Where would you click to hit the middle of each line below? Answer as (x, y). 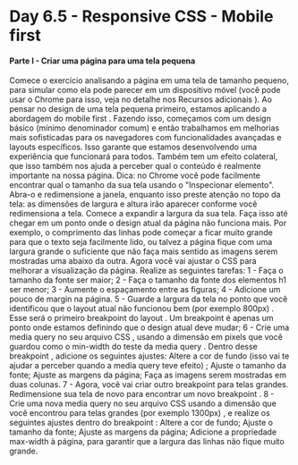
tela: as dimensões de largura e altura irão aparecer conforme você (133, 204)
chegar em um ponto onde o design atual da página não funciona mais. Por (148, 223)
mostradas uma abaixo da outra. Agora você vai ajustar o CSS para (133, 261)
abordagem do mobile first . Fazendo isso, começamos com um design (140, 119)
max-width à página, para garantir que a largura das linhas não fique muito (147, 442)
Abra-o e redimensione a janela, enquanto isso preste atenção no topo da (145, 195)
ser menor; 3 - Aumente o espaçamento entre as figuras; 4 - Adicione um (145, 290)
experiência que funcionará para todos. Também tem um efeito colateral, (144, 156)
